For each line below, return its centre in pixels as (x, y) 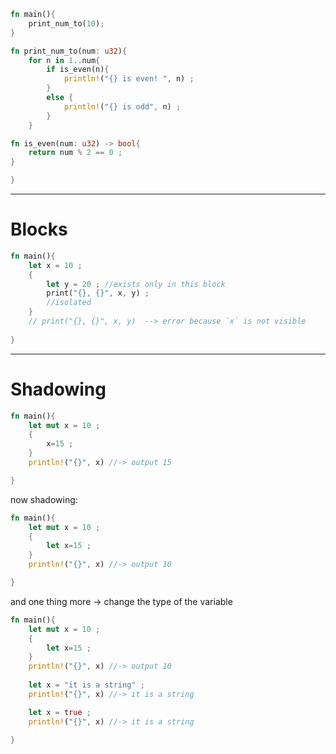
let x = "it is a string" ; (86, 685)
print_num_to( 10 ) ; (66, 23)
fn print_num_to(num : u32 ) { (69, 51)
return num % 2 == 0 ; (75, 153)
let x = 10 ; (55, 265)
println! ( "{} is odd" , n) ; (122, 106)
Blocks (39, 229)
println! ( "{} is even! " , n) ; (129, 79)
